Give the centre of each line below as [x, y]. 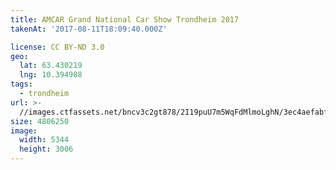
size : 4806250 [40, 121]
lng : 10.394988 [51, 75]
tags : [21, 84]
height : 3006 [46, 149]
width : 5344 [44, 140]
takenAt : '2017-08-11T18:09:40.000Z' [89, 29]
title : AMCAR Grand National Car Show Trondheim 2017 [125, 19]
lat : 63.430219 [51, 66]
